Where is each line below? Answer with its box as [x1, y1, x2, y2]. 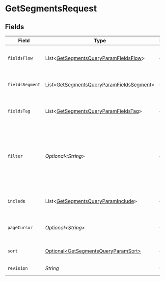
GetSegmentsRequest [5, 3, 97, 14]
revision [7, 266, 28, 271]
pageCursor [7, 225, 33, 230]
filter [7, 153, 23, 159]
